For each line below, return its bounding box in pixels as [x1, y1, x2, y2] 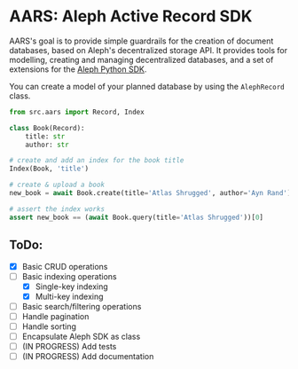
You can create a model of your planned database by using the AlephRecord [9, 81, 286, 91]
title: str [25, 131, 66, 141]
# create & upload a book [9, 180, 105, 190]
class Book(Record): [9, 123, 86, 132]
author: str [25, 140, 69, 149]
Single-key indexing [35, 281, 108, 292]
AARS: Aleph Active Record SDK [9, 6, 253, 27]
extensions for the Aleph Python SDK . [9, 64, 147, 75]
